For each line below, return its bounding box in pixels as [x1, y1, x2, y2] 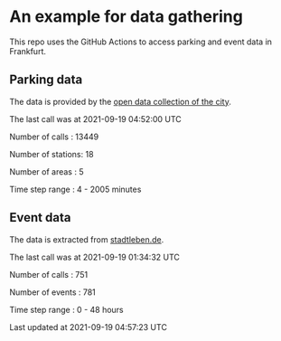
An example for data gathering [9, 6, 244, 27]
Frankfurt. [9, 45, 47, 56]
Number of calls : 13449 [9, 131, 99, 142]
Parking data [9, 72, 83, 88]
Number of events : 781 [9, 287, 97, 298]
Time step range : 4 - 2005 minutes [9, 184, 142, 194]
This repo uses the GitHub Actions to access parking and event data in [9, 36, 273, 47]
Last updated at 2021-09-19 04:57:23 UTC [9, 321, 167, 332]
